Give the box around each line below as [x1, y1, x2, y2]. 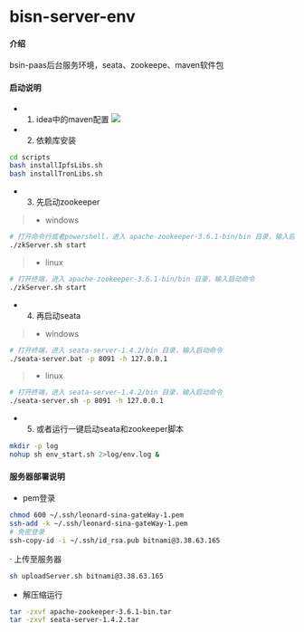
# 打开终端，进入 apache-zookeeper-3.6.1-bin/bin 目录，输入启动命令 [9, 274, 255, 283]
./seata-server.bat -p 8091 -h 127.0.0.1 [9, 354, 168, 363]
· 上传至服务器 [9, 553, 62, 564]
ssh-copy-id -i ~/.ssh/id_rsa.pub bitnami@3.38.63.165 [9, 536, 221, 545]
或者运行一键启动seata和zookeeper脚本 [35, 424, 184, 435]
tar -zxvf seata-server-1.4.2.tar [9, 616, 140, 625]
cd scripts [9, 152, 51, 162]
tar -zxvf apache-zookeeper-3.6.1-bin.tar [9, 607, 172, 617]
